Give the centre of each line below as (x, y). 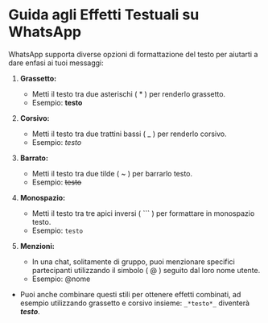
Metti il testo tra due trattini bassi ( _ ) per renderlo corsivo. (129, 134)
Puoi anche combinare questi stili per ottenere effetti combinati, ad (130, 294)
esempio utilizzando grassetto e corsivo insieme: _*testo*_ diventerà (135, 303)
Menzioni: (37, 246)
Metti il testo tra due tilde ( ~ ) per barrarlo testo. (112, 173)
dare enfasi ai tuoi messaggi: (56, 63)
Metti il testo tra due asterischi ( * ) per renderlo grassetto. (129, 93)
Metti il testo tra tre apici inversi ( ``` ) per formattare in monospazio (143, 213)
